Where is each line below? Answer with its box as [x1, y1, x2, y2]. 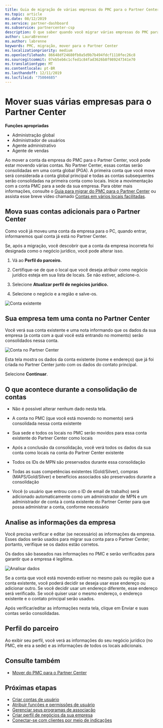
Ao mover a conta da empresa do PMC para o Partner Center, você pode [5, 157, 150, 163]
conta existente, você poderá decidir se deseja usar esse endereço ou [5, 580, 146, 586]
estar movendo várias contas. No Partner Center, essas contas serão [5, 162, 143, 168]
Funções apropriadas [5, 122, 49, 128]
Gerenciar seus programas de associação [12, 707, 96, 713]
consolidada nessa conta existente [12, 420, 81, 427]
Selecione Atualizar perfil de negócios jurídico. [12, 281, 109, 287]
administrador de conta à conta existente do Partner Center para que [12, 499, 150, 505]
